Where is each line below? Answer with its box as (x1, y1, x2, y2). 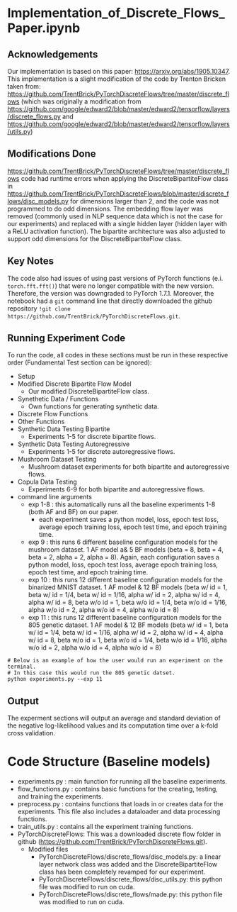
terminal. (7, 663, 37, 671)
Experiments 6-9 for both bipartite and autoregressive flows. (28, 485, 205, 494)
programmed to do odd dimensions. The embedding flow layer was (7, 204, 204, 213)
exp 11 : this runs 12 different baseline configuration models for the (28, 613, 221, 622)
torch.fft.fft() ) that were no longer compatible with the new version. (7, 282, 214, 290)
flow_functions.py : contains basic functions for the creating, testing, (17, 785, 218, 794)
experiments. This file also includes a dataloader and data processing (17, 807, 221, 816)
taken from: (7, 82, 41, 90)
